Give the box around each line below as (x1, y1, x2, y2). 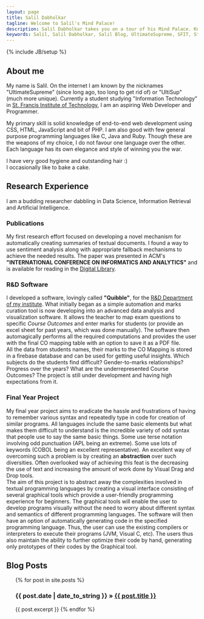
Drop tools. (6, 472, 35, 479)
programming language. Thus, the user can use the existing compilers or (6, 524, 188, 531)
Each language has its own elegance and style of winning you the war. (6, 145, 182, 153)
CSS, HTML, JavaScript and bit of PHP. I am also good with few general (6, 126, 185, 133)
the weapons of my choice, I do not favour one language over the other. (6, 139, 186, 146)
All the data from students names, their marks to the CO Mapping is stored (6, 346, 192, 353)
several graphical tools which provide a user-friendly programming (6, 491, 174, 499)
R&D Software (6, 280, 49, 289)
